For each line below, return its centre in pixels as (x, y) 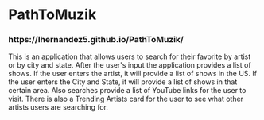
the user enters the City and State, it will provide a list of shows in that (123, 82)
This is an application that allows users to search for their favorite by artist (130, 56)
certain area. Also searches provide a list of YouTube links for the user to (127, 91)
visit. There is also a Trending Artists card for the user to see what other (126, 99)
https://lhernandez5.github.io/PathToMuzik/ (96, 40)
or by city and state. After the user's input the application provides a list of (130, 65)
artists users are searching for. (58, 107)
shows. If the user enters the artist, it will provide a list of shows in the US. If (132, 74)
